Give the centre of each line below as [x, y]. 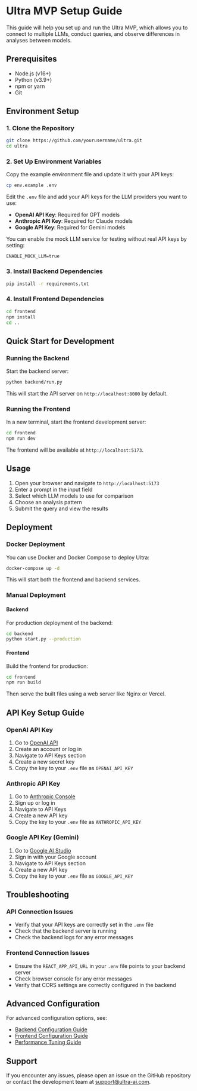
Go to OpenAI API [36, 743]
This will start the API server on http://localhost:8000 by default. [87, 394]
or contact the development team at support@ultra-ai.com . [79, 1082]
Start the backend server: [37, 371]
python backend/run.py [34, 382]
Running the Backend [38, 358]
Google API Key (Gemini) [43, 838]
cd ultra [17, 146]
